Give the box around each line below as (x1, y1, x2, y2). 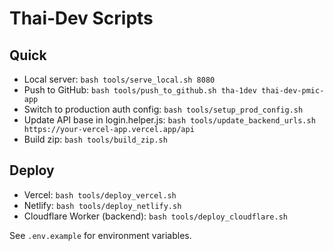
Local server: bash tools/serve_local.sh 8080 (23, 73, 216, 85)
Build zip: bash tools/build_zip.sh (23, 133, 168, 145)
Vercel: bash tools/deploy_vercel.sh (23, 188, 177, 201)
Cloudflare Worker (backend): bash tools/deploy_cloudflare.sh (23, 210, 288, 222)
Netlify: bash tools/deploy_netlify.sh (23, 199, 182, 211)
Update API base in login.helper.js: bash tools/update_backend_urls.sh (23, 114, 316, 126)
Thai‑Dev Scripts (9, 7, 154, 30)
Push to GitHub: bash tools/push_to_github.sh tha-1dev (23, 84, 257, 96)
